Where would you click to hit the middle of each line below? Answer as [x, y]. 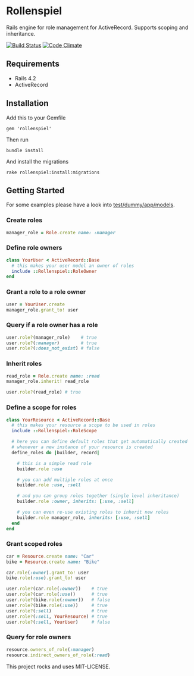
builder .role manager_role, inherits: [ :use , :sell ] [84, 518]
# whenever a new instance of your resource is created [82, 447]
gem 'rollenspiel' [29, 128]
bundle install [25, 150]
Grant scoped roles [34, 544]
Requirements [33, 64]
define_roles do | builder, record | [56, 452]
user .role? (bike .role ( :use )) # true [57, 605]
